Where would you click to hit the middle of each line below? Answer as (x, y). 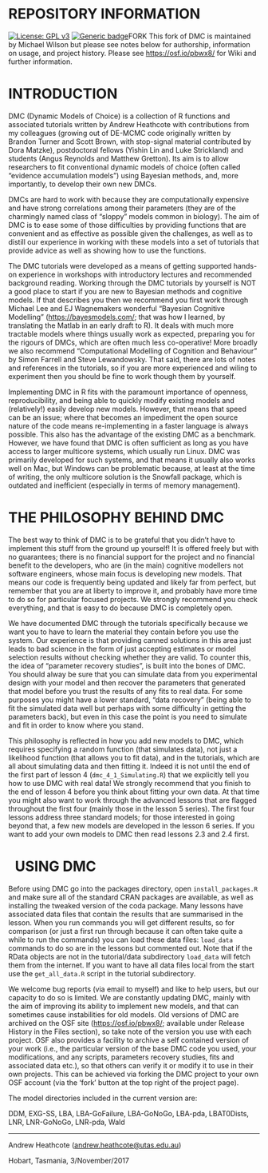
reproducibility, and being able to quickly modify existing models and (122, 400)
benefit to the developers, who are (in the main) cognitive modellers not (126, 565)
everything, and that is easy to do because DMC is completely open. (121, 608)
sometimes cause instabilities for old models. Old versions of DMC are (124, 1014)
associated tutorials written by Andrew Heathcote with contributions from (129, 124)
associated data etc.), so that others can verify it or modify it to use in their (131, 1065)
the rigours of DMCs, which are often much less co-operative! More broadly (133, 342)
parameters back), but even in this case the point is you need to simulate (128, 716)
